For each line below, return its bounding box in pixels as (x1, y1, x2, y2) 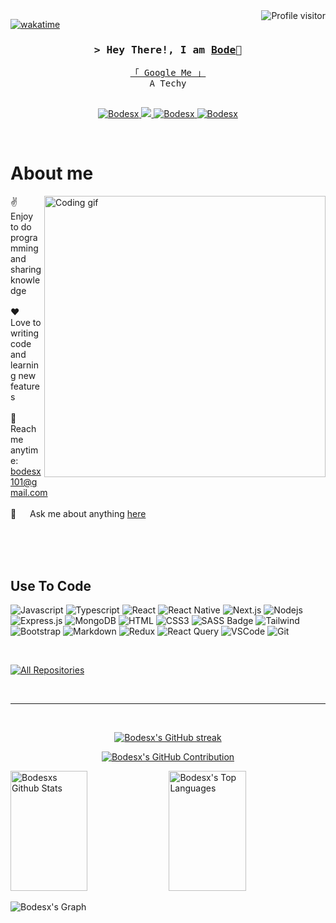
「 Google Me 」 (129, 67, 207, 79)
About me (10, 162, 94, 185)
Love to (10, 317, 42, 329)
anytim (10, 444, 39, 456)
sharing (10, 264, 42, 276)
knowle (10, 274, 41, 286)
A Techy (149, 78, 187, 89)
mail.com (10, 487, 48, 499)
